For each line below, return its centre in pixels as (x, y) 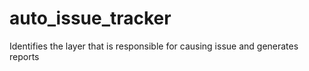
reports (24, 56)
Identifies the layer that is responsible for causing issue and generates (154, 46)
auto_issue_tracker (90, 18)
